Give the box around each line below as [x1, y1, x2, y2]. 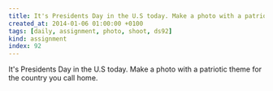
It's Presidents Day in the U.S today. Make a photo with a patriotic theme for [8, 64, 262, 74]
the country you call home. [8, 73, 98, 83]
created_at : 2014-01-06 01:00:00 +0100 [8, 19, 144, 28]
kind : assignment [8, 34, 67, 43]
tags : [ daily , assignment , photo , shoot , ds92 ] [8, 27, 173, 35]
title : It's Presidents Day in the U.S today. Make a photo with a [8, 11, 242, 20]
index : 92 [8, 42, 42, 50]
